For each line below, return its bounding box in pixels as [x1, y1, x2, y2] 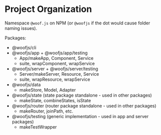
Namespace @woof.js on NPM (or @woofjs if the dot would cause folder [4, 20, 151, 26]
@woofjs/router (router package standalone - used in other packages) [11, 103, 157, 109]
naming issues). [4, 25, 37, 31]
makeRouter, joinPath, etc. [19, 108, 73, 114]
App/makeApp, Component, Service [19, 55, 94, 61]
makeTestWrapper [19, 124, 57, 130]
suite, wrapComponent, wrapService [19, 60, 95, 66]
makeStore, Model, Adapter [19, 87, 76, 93]
